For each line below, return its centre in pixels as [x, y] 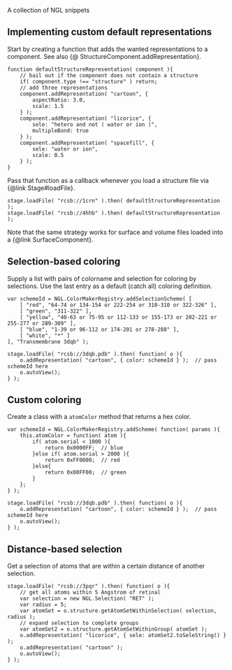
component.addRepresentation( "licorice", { [86, 118]
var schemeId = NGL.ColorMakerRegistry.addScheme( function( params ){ [114, 430]
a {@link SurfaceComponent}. [50, 239]
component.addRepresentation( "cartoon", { [84, 94]
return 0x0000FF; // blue [84, 448]
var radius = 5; [44, 605]
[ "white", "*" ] [45, 336]
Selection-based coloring [64, 262]
